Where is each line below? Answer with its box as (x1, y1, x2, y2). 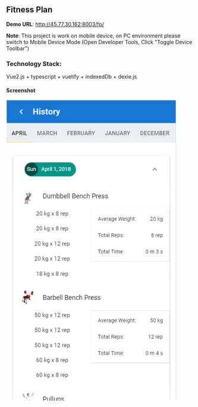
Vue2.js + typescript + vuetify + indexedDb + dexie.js (6, 73, 137, 80)
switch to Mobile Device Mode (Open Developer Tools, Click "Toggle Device (6, 38, 193, 45)
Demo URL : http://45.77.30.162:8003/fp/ (6, 20, 105, 27)
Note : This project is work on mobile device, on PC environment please (6, 32, 181, 39)
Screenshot (6, 86, 36, 94)
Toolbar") (6, 45, 30, 52)
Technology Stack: (6, 60, 62, 68)
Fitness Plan (6, 5, 53, 15)
